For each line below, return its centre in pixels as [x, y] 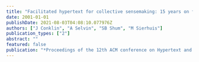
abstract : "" [22, 39]
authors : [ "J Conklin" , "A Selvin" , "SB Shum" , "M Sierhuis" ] [84, 28]
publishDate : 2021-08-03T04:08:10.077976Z [59, 22]
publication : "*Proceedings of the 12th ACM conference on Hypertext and [99, 50]
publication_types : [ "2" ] [38, 34]
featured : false [26, 45]
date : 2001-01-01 [28, 17]
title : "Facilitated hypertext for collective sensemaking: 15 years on [98, 12]
